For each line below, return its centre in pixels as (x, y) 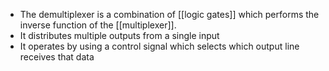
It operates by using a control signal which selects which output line (159, 46)
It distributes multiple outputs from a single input (119, 35)
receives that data (57, 57)
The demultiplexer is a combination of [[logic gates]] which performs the (169, 14)
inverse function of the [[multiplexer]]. (98, 25)
